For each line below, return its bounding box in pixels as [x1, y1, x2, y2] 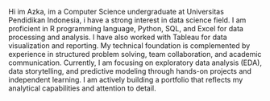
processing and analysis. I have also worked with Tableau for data [8, 32, 227, 42]
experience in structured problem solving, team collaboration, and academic [8, 50, 262, 59]
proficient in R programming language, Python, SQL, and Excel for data [8, 24, 244, 33]
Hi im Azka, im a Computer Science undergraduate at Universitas [8, 7, 224, 16]
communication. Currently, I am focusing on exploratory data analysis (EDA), [8, 58, 262, 67]
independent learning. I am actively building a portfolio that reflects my [8, 75, 243, 84]
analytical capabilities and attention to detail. [8, 83, 156, 93]
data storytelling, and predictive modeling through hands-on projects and [8, 67, 252, 75]
